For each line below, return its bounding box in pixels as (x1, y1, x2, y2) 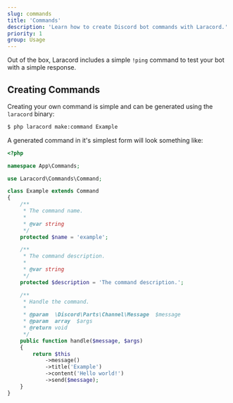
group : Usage (7, 37, 46, 44)
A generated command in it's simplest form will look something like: (7, 136, 203, 144)
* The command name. (23, 207, 83, 215)
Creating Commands (7, 84, 101, 96)
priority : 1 (7, 30, 42, 37)
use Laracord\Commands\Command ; (7, 175, 102, 182)
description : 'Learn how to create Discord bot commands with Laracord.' (7, 23, 229, 30)
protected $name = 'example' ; (20, 234, 109, 241)
